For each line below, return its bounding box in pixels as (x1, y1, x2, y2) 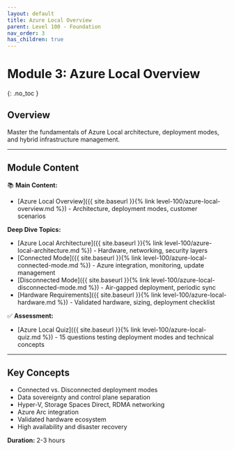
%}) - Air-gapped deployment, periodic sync (88, 283, 217, 291)
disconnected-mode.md (17, 283, 87, 291)
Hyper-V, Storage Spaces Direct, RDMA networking (17, 400, 165, 408)
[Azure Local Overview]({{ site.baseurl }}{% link (17, 196, 155, 205)
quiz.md (17, 332, 41, 341)
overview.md (17, 204, 54, 212)
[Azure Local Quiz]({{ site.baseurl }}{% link (17, 325, 141, 334)
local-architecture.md (17, 246, 80, 254)
